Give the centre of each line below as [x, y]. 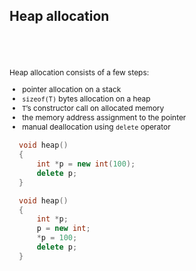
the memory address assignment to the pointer [104, 117]
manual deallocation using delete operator [96, 127]
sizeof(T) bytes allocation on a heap [86, 99]
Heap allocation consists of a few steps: [79, 72]
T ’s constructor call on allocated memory [93, 108]
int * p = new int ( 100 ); [86, 164]
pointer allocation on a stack [72, 89]
